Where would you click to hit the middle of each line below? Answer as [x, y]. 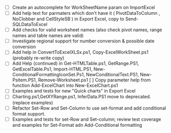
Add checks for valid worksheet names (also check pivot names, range [87, 30]
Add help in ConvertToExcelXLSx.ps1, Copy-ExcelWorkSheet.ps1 [80, 52]
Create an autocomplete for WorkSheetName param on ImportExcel [83, 7]
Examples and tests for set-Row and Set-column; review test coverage [87, 119]
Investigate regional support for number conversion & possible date [83, 41]
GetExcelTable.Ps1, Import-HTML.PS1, [52, 69]
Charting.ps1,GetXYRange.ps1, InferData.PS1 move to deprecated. [82, 97]
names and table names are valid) [48, 36]
